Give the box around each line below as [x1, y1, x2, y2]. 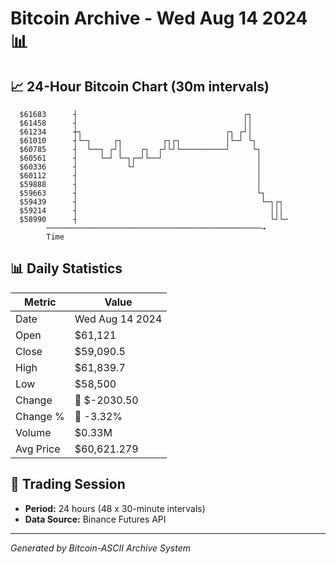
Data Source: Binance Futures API [24, 513, 167, 525]
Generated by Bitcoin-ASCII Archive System [10, 542, 191, 554]
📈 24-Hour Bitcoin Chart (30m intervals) [10, 78, 270, 95]
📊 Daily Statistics [10, 260, 123, 277]
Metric [24, 295, 57, 309]
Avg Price [15, 442, 61, 456]
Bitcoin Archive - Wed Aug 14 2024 [10, 7, 308, 30]
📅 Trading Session [10, 476, 126, 493]
